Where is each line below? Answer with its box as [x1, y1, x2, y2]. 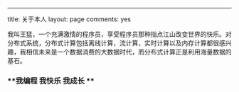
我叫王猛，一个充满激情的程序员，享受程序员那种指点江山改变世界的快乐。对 [7, 30, 232, 38]
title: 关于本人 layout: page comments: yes [7, 15, 132, 23]
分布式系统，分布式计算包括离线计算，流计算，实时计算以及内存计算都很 [7, 39, 219, 47]
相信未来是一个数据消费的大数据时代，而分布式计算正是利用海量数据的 [26, 47, 232, 56]
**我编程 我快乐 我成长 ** [7, 76, 95, 86]
